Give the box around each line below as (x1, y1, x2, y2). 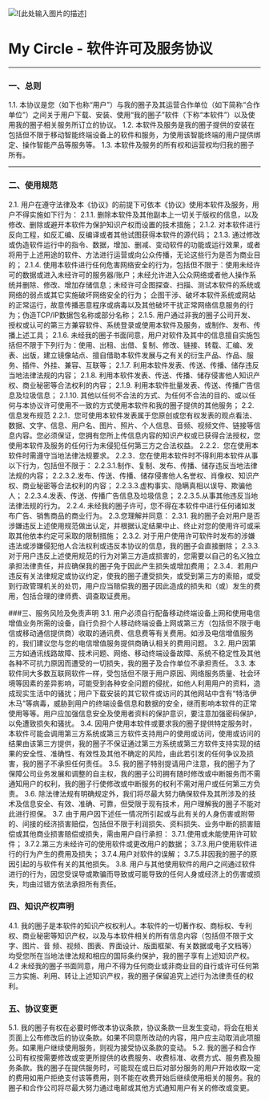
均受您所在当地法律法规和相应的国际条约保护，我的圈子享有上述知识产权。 (8, 951, 254, 960)
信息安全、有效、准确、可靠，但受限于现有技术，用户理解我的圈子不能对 (22, 799, 261, 809)
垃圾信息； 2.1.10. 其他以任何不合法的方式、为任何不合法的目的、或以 (22, 390, 249, 400)
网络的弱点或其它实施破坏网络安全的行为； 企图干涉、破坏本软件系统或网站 (8, 290, 256, 299)
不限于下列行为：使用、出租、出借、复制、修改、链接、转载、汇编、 (22, 340, 247, 349)
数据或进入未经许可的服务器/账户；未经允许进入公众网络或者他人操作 (22, 270, 250, 279)
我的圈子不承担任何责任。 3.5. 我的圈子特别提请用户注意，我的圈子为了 (22, 759, 256, 768)
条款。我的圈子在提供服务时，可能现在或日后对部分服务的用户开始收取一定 (14, 1063, 261, 1073)
